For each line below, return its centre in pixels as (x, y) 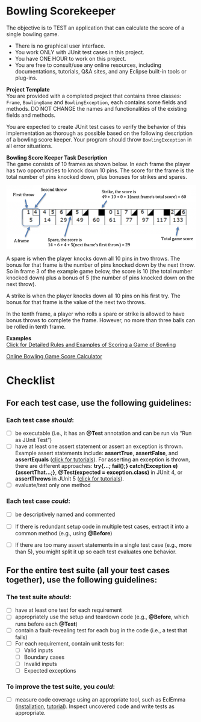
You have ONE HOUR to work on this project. (70, 58)
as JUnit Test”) (33, 440)
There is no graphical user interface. (60, 46)
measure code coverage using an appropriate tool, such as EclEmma (100, 700)
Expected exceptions (50, 670)
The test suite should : (39, 597)
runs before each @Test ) (46, 624)
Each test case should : (40, 420)
